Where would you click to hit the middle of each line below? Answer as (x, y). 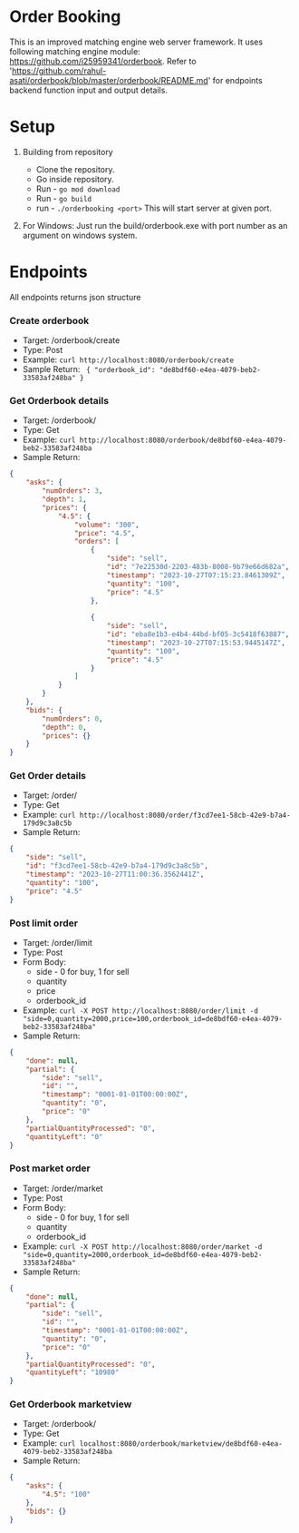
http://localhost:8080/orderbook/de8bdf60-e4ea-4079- (183, 441)
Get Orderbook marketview (71, 1404)
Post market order (50, 1168)
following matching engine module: (75, 51)
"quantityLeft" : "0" (64, 1136)
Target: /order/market (63, 1188)
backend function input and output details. (88, 90)
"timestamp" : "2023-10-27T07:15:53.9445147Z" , (196, 643)
